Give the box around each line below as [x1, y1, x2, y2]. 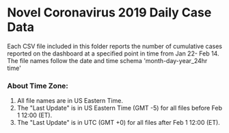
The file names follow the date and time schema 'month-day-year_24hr [7, 56, 208, 64]
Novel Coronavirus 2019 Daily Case [7, 5, 212, 21]
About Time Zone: [7, 81, 68, 90]
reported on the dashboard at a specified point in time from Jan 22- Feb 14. [7, 49, 219, 58]
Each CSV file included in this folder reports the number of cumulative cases [7, 42, 222, 50]
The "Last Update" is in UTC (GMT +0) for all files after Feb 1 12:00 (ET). [16, 119, 220, 127]
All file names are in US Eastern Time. [16, 97, 123, 105]
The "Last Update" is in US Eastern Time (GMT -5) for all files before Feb [16, 104, 222, 112]
